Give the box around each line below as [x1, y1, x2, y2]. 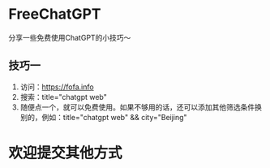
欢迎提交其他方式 [8, 144, 123, 162]
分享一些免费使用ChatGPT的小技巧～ [8, 32, 131, 42]
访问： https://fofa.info [19, 82, 95, 92]
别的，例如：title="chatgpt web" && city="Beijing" [19, 112, 188, 122]
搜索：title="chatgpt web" [19, 92, 107, 101]
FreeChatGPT [8, 5, 101, 24]
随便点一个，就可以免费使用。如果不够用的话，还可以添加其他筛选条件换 [19, 102, 262, 112]
